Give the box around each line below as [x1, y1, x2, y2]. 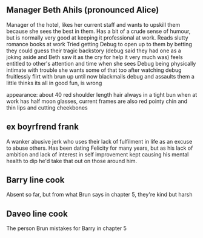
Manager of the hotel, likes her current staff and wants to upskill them [6, 21, 181, 28]
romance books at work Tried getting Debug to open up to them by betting [6, 40, 192, 47]
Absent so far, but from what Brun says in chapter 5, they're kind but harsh [6, 191, 193, 198]
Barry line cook [6, 175, 65, 185]
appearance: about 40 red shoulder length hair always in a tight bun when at [6, 91, 198, 98]
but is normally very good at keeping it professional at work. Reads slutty [6, 33, 189, 41]
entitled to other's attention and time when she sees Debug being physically [6, 60, 196, 67]
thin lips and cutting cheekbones [6, 103, 88, 111]
